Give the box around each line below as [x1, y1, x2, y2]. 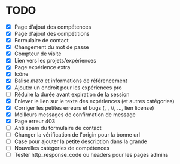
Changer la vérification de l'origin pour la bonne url [14, 131, 141, 138]
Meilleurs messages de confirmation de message [14, 111, 136, 118]
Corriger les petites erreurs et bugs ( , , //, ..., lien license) [14, 104, 154, 111]
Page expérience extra [14, 64, 71, 71]
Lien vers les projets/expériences [14, 57, 97, 64]
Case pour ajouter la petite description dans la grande [14, 138, 147, 145]
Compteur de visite [14, 50, 62, 57]
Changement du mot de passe [14, 44, 89, 51]
